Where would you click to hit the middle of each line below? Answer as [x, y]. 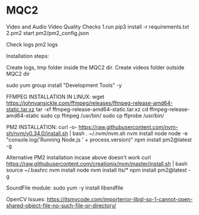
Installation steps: [28, 56]
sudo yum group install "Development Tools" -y [64, 85]
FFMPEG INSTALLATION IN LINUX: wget [55, 97]
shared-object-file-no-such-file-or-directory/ [61, 206]
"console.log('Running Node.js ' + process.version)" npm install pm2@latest [99, 139]
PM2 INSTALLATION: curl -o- [42, 127]
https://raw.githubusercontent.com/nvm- [128, 127]
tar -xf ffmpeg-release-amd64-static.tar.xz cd [92, 109]
